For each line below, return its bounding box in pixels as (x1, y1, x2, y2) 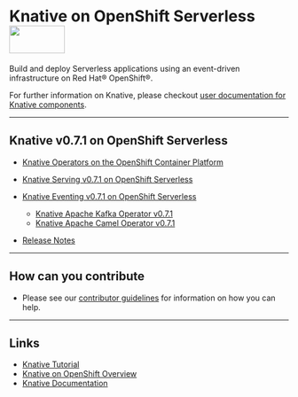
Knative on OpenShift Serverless (9, 6, 255, 27)
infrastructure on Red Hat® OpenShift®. (9, 73, 153, 83)
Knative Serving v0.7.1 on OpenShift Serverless (21, 174, 193, 184)
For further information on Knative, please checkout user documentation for (9, 90, 286, 100)
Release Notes (21, 235, 75, 245)
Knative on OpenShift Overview (21, 369, 137, 379)
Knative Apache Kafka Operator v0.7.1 (35, 208, 173, 219)
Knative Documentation (21, 378, 108, 389)
